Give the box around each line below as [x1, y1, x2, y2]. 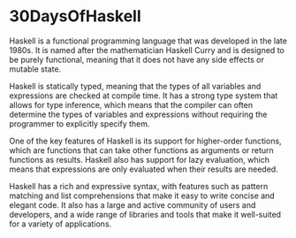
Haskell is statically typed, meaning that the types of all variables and [9, 81, 262, 91]
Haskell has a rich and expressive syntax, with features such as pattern [9, 180, 269, 191]
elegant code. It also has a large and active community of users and [9, 199, 256, 210]
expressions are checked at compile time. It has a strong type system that [9, 90, 278, 101]
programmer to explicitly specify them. [9, 118, 150, 129]
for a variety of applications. [9, 219, 112, 229]
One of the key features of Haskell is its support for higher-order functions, [9, 135, 282, 146]
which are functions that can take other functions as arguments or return [9, 144, 274, 156]
